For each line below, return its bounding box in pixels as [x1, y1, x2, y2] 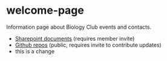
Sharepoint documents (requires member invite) [15, 35, 135, 42]
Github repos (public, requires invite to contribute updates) [15, 41, 162, 48]
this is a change [15, 47, 55, 54]
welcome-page [6, 4, 85, 17]
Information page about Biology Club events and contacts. [6, 23, 152, 30]
